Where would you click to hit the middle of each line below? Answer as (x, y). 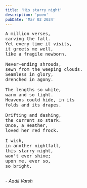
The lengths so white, (33, 90)
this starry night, (29, 151)
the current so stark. (33, 120)
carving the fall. (28, 39)
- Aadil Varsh (19, 181)
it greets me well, (29, 49)
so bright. (19, 166)
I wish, (15, 141)
